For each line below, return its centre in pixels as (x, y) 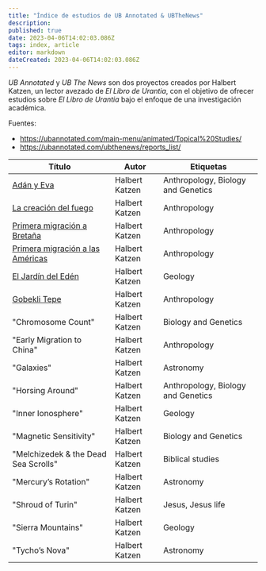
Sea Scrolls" (35, 464)
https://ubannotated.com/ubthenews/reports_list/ (100, 147)
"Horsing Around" (46, 390)
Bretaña (27, 235)
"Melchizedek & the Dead (59, 453)
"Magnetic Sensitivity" (54, 436)
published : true (35, 30)
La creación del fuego (53, 207)
